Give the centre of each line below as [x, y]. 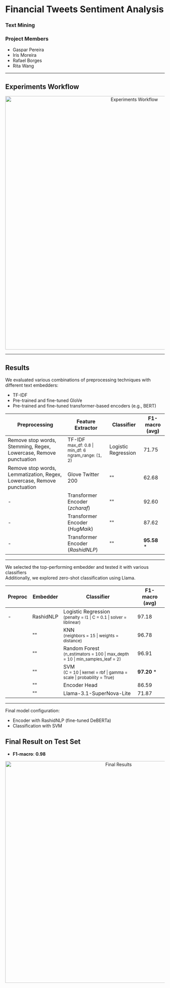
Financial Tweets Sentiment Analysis [84, 9]
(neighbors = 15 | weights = [91, 636]
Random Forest [81, 648]
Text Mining [20, 25]
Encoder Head [80, 685]
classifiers [16, 573]
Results [17, 368]
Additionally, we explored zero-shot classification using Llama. [70, 578]
